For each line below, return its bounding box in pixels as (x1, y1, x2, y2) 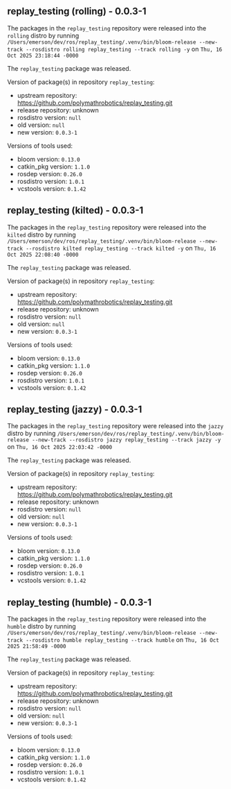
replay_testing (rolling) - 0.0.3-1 (7, 6, 147, 17)
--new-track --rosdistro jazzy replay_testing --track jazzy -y (32, 436, 221, 443)
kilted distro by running (7, 230, 76, 239)
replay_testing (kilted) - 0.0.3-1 (7, 205, 144, 217)
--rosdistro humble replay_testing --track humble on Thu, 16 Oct (25, 636, 219, 644)
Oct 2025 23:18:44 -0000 (7, 52, 79, 59)
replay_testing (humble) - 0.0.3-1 (7, 596, 152, 608)
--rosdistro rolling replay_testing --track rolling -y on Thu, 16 (25, 44, 223, 53)
